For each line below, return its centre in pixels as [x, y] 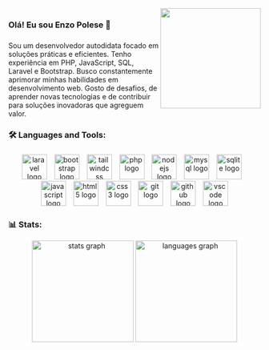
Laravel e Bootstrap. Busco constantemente [80, 70]
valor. [17, 113]
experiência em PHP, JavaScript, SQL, [71, 62]
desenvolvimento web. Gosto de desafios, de [83, 88]
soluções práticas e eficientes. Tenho [70, 54]
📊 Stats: [25, 224]
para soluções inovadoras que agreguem [76, 105]
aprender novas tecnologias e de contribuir [79, 96]
